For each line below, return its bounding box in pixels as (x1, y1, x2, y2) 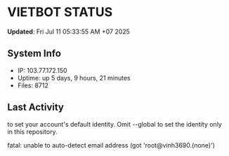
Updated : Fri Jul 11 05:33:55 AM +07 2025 (7, 27, 130, 36)
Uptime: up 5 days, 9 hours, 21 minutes (17, 73, 131, 82)
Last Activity (7, 101, 65, 113)
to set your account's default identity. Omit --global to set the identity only (7, 120, 223, 128)
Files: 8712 (17, 81, 49, 90)
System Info (7, 48, 62, 59)
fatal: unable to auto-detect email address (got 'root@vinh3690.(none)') (7, 141, 216, 149)
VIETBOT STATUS (7, 4, 113, 20)
